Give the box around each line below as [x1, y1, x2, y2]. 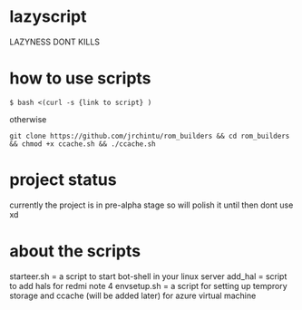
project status [9, 170, 117, 190]
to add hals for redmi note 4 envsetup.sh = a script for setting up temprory [9, 280, 287, 291]
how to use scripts [9, 68, 151, 89]
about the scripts [9, 241, 141, 261]
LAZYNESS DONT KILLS [9, 36, 101, 47]
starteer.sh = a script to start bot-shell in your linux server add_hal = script [9, 270, 287, 282]
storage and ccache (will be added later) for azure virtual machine [9, 290, 257, 301]
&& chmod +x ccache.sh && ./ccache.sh [9, 139, 156, 149]
